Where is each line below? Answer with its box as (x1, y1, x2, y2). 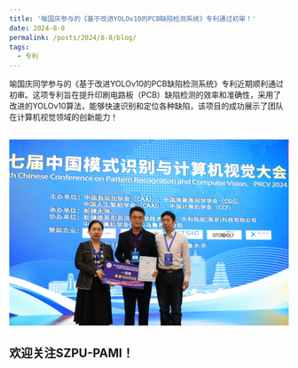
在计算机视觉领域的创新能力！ (9, 112, 118, 123)
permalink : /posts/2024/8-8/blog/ (9, 33, 137, 42)
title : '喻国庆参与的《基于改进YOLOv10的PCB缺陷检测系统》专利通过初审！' (9, 14, 257, 23)
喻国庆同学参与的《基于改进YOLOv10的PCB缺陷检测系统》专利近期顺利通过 (9, 78, 284, 89)
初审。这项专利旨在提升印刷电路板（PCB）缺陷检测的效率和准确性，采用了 (9, 90, 282, 100)
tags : (9, 43, 29, 52)
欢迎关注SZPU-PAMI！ (9, 345, 135, 360)
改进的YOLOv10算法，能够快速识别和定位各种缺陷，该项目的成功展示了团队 (9, 100, 284, 111)
